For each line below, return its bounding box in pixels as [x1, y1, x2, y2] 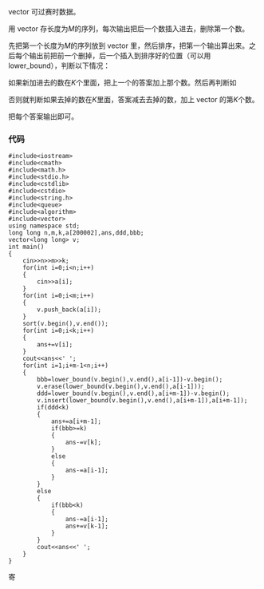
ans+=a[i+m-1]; [50, 417, 102, 425]
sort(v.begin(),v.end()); [22, 320, 109, 328]
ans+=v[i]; [37, 341, 73, 349]
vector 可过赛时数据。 [8, 7, 81, 16]
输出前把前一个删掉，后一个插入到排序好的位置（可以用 [29, 51, 211, 60]
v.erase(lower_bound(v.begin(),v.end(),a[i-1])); [37, 382, 205, 391]
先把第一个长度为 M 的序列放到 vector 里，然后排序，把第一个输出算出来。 [8, 41, 250, 50]
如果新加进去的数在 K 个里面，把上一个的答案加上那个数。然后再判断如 [8, 78, 237, 87]
